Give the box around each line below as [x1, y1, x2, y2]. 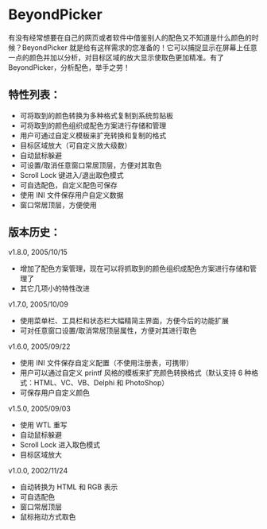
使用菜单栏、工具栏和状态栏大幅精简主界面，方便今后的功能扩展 [19, 315, 229, 325]
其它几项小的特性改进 [19, 284, 90, 293]
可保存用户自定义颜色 [19, 388, 90, 397]
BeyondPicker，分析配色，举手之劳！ [8, 62, 131, 72]
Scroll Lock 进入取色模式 [19, 439, 101, 450]
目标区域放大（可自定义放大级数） [19, 141, 132, 150]
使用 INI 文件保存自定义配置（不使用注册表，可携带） [19, 357, 193, 367]
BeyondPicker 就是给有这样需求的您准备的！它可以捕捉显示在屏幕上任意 [21, 42, 257, 52]
